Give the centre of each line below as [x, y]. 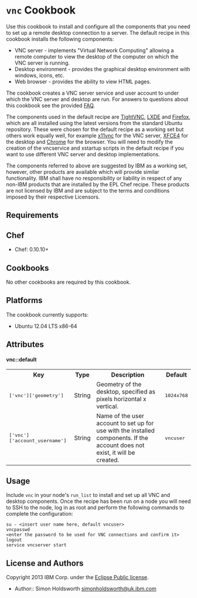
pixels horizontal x [121, 399]
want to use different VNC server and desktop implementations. [83, 154]
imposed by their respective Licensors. [53, 197]
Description [128, 375]
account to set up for [125, 424]
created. [108, 460]
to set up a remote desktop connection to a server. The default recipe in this [98, 32]
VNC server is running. [42, 63]
